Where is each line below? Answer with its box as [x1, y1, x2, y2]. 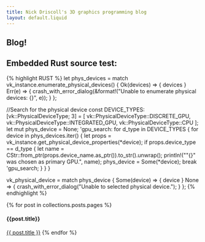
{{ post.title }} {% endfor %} [6, 229, 77, 236]
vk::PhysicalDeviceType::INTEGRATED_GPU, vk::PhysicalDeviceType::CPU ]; [6, 119, 199, 126]
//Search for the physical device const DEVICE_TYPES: [6, 105, 145, 113]
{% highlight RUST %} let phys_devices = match [6, 74, 128, 81]
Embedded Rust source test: [6, 58, 118, 69]
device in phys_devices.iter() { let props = [6, 132, 112, 139]
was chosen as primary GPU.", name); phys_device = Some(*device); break [6, 157, 197, 165]
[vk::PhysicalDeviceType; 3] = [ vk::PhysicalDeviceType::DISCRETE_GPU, [6, 112, 191, 119]
